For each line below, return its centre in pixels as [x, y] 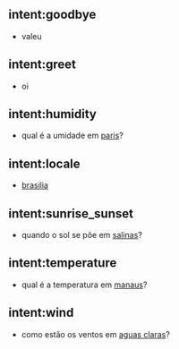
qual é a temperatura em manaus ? [84, 285]
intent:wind [41, 313]
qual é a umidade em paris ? [72, 136]
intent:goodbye [52, 15]
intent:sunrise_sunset [71, 213]
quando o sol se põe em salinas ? [81, 235]
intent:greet [43, 65]
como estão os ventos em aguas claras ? [96, 334]
